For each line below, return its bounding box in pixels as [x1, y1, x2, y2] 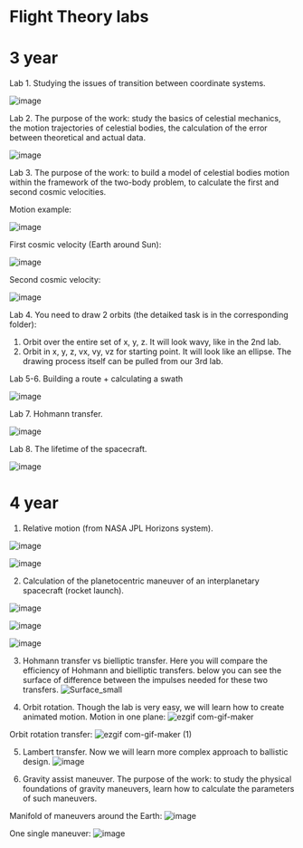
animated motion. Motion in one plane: [22, 711, 166, 722]
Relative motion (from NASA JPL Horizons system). [22, 523, 214, 534]
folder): [9, 319, 37, 330]
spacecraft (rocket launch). [22, 585, 125, 596]
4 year [9, 493, 59, 514]
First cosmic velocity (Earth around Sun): [9, 239, 162, 250]
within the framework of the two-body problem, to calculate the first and [9, 177, 279, 188]
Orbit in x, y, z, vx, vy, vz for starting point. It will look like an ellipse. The [22, 346, 292, 357]
